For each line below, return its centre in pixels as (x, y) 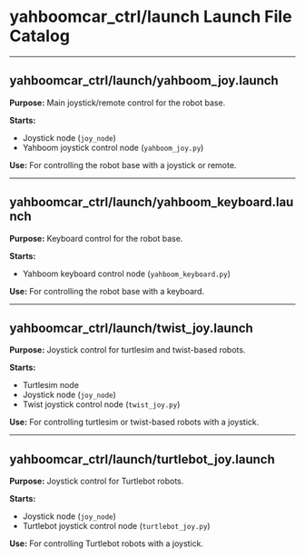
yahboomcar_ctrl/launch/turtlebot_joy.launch (142, 459)
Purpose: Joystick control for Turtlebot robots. (97, 481)
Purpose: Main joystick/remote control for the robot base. (118, 103)
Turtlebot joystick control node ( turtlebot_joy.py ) (116, 526)
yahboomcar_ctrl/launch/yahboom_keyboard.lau (152, 202)
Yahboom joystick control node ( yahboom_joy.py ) (113, 147)
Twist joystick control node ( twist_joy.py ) (101, 404)
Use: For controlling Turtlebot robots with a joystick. (107, 543)
